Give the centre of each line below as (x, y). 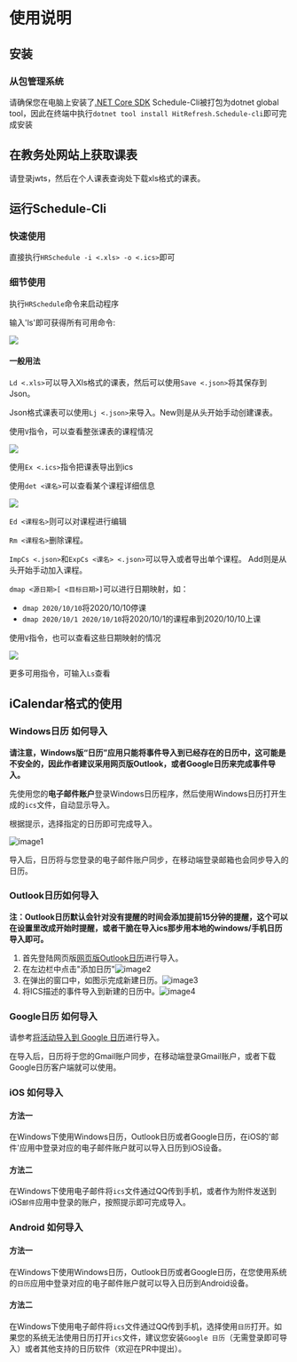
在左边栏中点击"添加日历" (68, 969)
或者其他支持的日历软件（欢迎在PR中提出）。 (105, 1348)
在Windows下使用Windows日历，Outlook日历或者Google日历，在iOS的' (141, 1136)
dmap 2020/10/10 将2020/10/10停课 (84, 607)
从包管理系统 (37, 81)
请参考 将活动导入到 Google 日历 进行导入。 (87, 1037)
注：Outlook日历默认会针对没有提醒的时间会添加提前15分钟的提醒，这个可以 (148, 916)
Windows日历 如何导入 (59, 732)
